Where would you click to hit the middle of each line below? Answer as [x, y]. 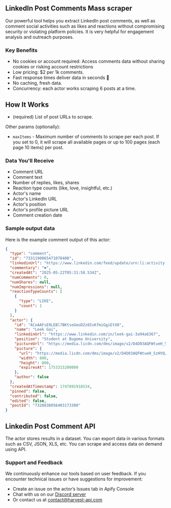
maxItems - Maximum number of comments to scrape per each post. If [86, 136]
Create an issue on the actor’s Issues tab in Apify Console [73, 489]
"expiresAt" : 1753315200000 [49, 368]
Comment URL [28, 172]
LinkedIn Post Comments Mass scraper [69, 8]
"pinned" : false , [28, 391]
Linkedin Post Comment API [50, 426]
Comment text [27, 177]
